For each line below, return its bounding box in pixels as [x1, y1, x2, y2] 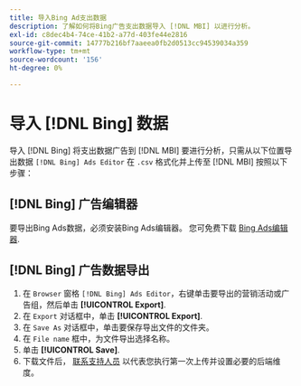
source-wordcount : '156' [9, 55, 103, 64]
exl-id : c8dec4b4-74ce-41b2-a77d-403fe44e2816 [9, 30, 188, 39]
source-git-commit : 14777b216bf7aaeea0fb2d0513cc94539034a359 [9, 38, 249, 48]
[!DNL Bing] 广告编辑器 [9, 196, 138, 212]
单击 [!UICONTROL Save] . [22, 344, 120, 355]
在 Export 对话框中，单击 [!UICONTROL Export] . [22, 311, 203, 322]
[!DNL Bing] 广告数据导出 [9, 263, 150, 278]
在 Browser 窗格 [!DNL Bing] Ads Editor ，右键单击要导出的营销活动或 [22, 288, 282, 299]
